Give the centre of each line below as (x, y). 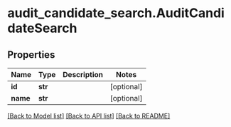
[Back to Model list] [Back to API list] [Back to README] (89, 116)
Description (83, 75)
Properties (31, 55)
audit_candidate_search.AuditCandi (116, 13)
